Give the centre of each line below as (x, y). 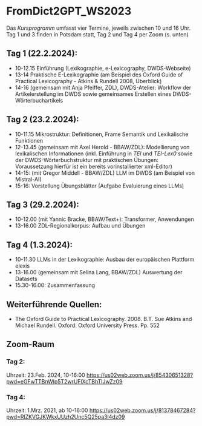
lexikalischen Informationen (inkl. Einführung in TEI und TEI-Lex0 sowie (104, 154)
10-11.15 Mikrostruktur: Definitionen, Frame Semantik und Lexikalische (102, 134)
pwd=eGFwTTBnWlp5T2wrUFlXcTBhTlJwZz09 (64, 381)
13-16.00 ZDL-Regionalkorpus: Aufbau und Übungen (80, 226)
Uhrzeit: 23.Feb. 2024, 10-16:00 (46, 375)
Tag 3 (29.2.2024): (43, 205)
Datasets (26, 279)
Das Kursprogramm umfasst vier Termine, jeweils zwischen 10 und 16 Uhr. (99, 28)
